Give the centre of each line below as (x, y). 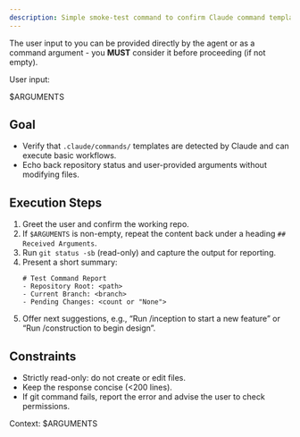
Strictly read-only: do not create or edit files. (104, 378)
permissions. (46, 407)
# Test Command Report (64, 279)
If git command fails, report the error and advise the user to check (143, 397)
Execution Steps (56, 202)
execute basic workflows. (69, 155)
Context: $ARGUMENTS (54, 424)
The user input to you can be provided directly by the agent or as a (132, 43)
